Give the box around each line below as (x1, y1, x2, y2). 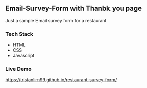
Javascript (12, 53, 35, 59)
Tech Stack (5, 30, 34, 37)
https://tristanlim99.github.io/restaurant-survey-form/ (5, 77, 117, 83)
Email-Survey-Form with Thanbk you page (5, 4, 142, 13)
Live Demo (5, 66, 32, 73)
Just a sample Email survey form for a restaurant (5, 17, 107, 23)
